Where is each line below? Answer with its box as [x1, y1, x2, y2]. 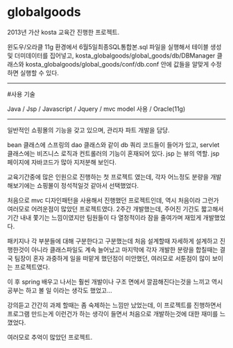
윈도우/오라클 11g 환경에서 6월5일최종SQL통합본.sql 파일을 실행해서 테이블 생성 [7, 42, 222, 51]
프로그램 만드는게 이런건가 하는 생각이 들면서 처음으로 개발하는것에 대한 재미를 [7, 309, 218, 317]
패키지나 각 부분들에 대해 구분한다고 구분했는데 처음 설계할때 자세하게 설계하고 [7, 236, 218, 245]
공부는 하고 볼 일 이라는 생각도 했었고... [7, 286, 112, 295]
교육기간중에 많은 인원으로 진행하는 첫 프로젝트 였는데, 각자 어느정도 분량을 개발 [7, 173, 222, 181]
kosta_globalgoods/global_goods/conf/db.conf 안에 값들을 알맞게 [25, 60, 209, 68]
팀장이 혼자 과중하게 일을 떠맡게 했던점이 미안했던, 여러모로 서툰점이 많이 [14, 254, 211, 262]
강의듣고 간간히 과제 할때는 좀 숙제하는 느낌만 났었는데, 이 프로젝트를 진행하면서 [7, 301, 222, 309]
